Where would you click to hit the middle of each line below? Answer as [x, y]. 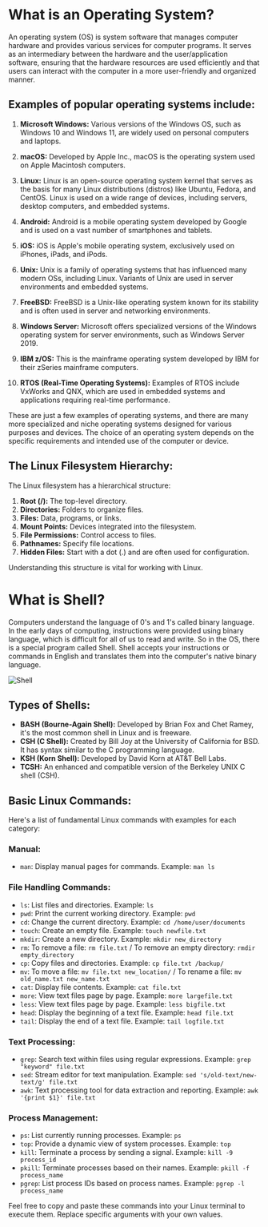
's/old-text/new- [228, 1076]
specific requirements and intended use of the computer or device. [119, 441]
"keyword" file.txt [52, 1067]
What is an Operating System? [111, 15]
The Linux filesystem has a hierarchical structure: [90, 485]
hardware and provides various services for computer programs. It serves [130, 45]
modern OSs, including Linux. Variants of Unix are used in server [126, 278]
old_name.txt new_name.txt [65, 979]
